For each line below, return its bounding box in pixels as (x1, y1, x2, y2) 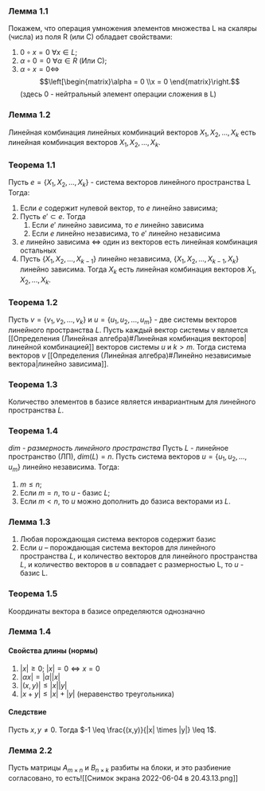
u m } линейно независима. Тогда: (8, 462, 119, 473)
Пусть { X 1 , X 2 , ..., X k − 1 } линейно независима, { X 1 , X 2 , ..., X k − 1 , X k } (19, 254, 240, 266)
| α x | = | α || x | (19, 672, 61, 682)
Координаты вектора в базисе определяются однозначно (8, 606, 205, 616)
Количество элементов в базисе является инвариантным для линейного (8, 397, 256, 407)
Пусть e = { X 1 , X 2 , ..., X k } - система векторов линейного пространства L (8, 178, 251, 189)
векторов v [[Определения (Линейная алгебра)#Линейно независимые (8, 350, 251, 360)
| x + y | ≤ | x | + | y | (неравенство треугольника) (19, 689, 175, 699)
